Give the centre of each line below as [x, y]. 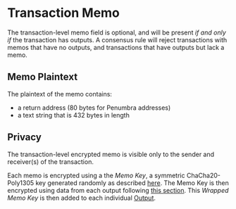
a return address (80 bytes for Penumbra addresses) [94, 108]
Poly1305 [21, 183]
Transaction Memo [63, 13]
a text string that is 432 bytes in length [74, 115]
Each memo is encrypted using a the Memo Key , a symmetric [96, 175]
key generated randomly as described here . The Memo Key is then [132, 183]
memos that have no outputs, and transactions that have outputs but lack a [116, 47]
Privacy [25, 138]
